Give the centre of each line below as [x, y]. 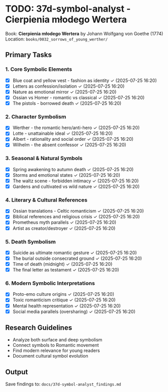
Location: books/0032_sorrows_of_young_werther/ [57, 39]
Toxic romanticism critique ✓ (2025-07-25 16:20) [64, 300]
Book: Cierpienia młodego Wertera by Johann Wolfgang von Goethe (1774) [84, 33]
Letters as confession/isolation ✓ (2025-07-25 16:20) [69, 86]
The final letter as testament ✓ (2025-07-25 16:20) [66, 270]
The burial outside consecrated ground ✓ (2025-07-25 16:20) [77, 258]
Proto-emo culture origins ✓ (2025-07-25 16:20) [63, 294]
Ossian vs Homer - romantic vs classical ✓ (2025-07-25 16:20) [78, 97]
